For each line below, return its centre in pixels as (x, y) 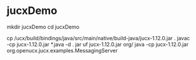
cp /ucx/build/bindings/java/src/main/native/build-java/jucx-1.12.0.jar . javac (98, 38)
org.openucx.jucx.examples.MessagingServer (62, 50)
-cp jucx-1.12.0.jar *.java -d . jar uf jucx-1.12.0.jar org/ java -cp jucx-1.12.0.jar (98, 44)
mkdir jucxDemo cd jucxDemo (43, 27)
